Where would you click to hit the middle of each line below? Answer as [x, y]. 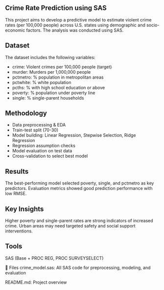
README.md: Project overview [36, 282]
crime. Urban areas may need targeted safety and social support [70, 226]
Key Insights [24, 209]
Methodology [26, 114]
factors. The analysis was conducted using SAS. [75, 30]
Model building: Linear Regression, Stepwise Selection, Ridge [74, 135]
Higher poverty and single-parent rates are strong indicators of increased [79, 221]
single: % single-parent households [48, 98]
